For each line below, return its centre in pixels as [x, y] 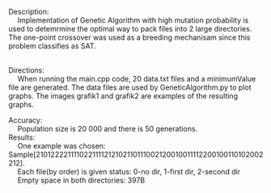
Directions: [26, 70]
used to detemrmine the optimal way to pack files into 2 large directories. [130, 29]
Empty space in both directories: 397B [81, 180]
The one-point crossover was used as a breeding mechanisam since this [129, 37]
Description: [29, 12]
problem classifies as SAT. [53, 46]
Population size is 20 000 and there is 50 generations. [108, 129]
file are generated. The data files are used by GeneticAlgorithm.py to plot [130, 87]
